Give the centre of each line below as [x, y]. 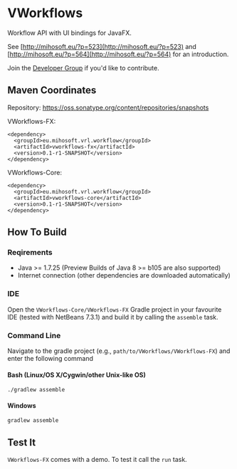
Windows [22, 405]
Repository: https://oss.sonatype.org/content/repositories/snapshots [108, 107]
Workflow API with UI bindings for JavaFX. [69, 33]
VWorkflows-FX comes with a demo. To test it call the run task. [97, 460]
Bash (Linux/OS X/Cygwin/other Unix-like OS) [77, 374]
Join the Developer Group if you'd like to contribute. [83, 68]
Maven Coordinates [52, 90]
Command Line [34, 335]
